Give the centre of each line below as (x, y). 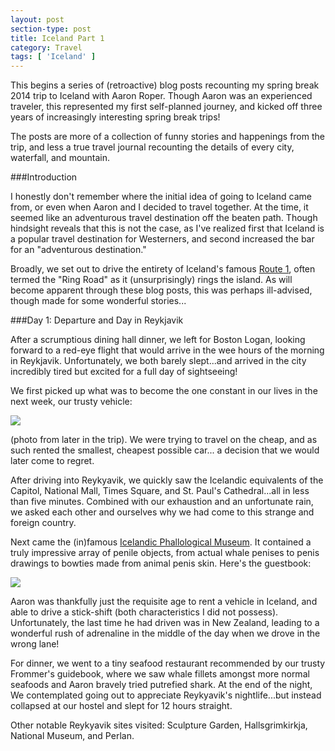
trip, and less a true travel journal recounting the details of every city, (152, 147)
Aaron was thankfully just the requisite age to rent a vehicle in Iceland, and (164, 602)
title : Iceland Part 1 (57, 38)
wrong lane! (35, 644)
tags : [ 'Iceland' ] (53, 57)
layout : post (37, 19)
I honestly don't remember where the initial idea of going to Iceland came (161, 197)
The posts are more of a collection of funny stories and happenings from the (167, 137)
